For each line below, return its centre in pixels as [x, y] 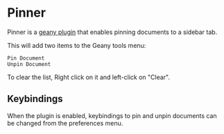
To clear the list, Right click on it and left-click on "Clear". [89, 77]
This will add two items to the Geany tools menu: [77, 45]
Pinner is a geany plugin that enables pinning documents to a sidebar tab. [112, 32]
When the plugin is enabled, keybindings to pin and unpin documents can [112, 115]
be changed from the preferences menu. [65, 123]
